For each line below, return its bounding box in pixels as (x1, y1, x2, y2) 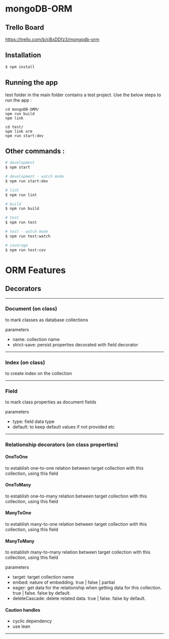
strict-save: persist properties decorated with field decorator (12, 341, 138, 347)
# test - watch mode (5, 229, 49, 234)
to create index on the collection (5, 371, 72, 377)
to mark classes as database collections (5, 317, 89, 323)
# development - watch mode (5, 174, 64, 179)
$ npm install (5, 64, 35, 69)
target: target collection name (12, 574, 74, 580)
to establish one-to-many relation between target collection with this (5, 493, 147, 499)
